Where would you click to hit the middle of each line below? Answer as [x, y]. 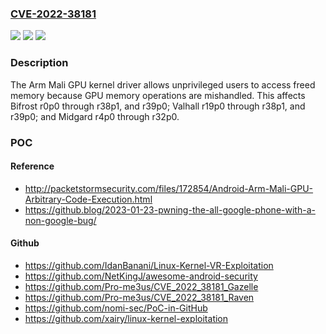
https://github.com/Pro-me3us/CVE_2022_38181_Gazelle [141, 286]
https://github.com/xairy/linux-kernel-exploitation [126, 318]
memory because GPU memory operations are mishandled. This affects [158, 95]
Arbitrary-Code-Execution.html [88, 199]
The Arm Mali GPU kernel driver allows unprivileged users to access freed [163, 84]
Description [39, 63]
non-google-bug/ [60, 220]
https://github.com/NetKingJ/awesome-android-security [141, 276]
